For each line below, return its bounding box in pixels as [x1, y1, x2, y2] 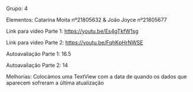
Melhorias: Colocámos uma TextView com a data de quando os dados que [6, 73, 187, 80]
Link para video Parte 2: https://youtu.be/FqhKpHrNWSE [6, 39, 143, 46]
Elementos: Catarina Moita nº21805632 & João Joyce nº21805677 [6, 16, 167, 23]
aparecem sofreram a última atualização [6, 79, 104, 86]
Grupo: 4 [6, 5, 28, 12]
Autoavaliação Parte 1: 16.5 [6, 50, 71, 57]
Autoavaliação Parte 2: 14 [6, 62, 68, 69]
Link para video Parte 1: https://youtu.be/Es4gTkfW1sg [6, 28, 139, 35]
